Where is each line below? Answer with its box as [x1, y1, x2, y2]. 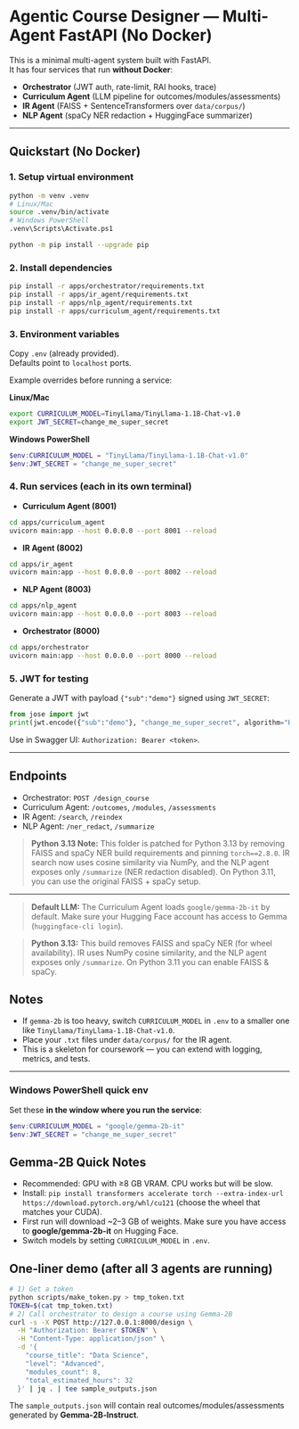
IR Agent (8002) [21, 542, 84, 553]
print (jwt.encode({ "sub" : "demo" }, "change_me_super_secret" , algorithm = [9, 718, 285, 727]
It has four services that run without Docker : [9, 64, 174, 75]
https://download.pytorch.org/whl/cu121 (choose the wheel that [21, 1197, 261, 1208]
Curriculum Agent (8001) [21, 500, 117, 511]
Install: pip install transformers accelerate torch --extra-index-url [21, 1188, 284, 1199]
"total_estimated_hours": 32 [25, 1375, 133, 1384]
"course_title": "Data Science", [25, 1351, 149, 1360]
